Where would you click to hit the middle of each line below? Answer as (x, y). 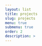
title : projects (21, 14)
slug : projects (20, 18)
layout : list (18, 9)
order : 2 (14, 32)
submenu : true (19, 27)
